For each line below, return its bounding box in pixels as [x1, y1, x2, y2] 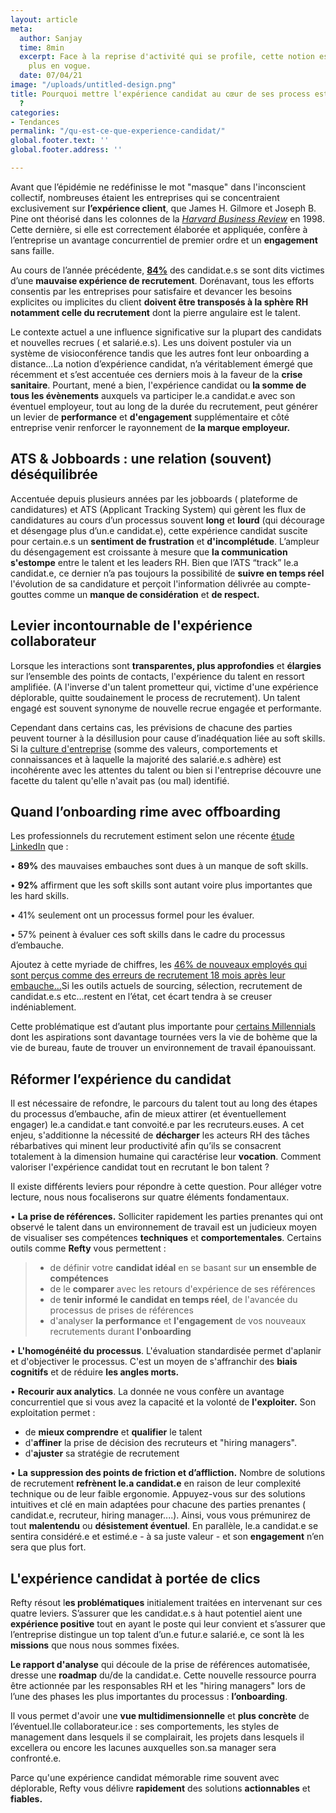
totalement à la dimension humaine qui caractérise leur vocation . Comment [10, 1151, 322, 1163]
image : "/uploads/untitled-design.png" [10, 80, 177, 90]
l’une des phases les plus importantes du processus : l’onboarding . [10, 1690, 288, 1702]
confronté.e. [10, 1752, 62, 1764]
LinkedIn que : [10, 841, 69, 853]
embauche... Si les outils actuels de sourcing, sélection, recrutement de [10, 980, 303, 992]
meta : [10, 24, 33, 34]
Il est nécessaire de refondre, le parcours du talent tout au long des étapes [10, 1097, 318, 1110]
